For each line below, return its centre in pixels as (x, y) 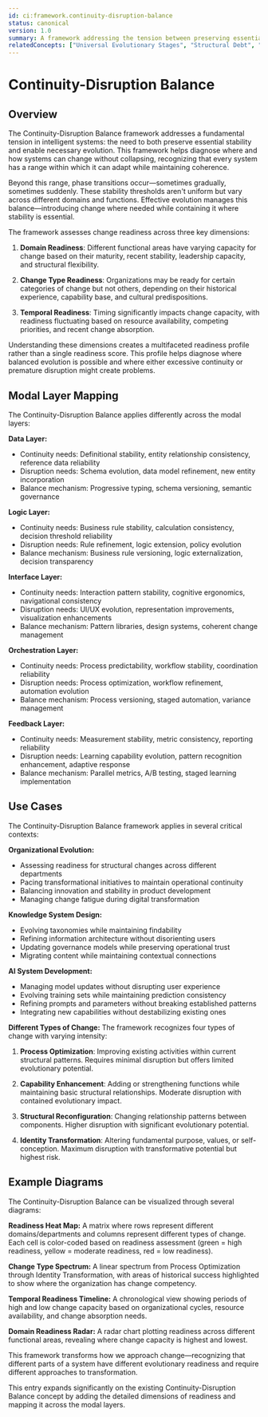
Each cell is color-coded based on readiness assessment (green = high (125, 1242)
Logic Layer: (29, 512)
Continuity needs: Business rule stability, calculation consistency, (127, 527)
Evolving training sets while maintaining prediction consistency (123, 995)
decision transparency (57, 561)
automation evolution (54, 691)
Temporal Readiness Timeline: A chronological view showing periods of (128, 1299)
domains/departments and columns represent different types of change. (127, 1233)
